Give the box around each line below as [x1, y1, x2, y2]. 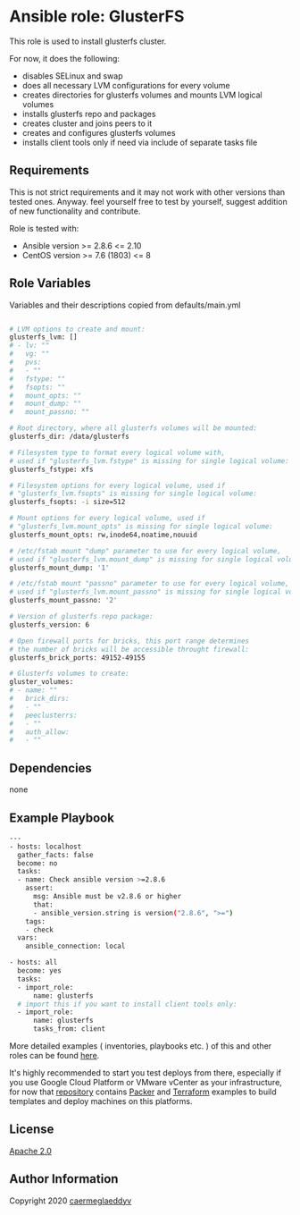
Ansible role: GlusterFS [9, 6, 185, 27]
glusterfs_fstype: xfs [9, 465, 94, 474]
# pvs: [9, 358, 42, 367]
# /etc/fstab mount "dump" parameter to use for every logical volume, [9, 546, 281, 555]
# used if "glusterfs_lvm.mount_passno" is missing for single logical [9, 587, 281, 596]
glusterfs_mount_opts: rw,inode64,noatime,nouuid [9, 530, 198, 539]
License [9, 1122, 54, 1137]
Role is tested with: [9, 223, 79, 233]
